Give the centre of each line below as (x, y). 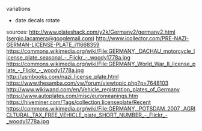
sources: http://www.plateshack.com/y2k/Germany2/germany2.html (91, 32)
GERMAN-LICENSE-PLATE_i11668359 (53, 45)
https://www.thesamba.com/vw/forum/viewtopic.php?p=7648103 (87, 83)
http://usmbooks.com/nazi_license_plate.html (63, 77)
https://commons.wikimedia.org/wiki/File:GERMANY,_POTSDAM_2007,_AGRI (101, 108)
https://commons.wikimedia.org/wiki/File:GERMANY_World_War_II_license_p (101, 64)
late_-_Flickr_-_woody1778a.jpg (45, 70)
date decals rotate (37, 20)
